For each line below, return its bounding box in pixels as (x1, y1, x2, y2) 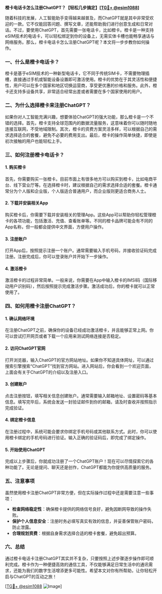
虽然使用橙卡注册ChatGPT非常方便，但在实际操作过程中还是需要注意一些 (5, 489, 150, 496)
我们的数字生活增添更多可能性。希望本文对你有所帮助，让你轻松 (26, 567, 153, 573)
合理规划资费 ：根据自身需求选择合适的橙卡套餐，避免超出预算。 (12, 530, 139, 536)
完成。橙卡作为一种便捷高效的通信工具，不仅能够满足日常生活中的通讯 (9, 562, 148, 567)
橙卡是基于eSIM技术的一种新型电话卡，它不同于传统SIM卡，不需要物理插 (5, 70, 149, 77)
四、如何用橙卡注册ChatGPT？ (5, 303, 76, 310)
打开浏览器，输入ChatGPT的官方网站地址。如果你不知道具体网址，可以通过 (5, 357, 154, 363)
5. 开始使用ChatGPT (5, 447, 46, 453)
